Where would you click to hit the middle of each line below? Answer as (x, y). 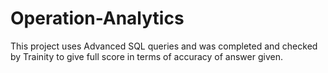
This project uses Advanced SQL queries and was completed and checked (164, 46)
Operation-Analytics (97, 18)
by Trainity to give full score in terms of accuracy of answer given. (146, 56)
